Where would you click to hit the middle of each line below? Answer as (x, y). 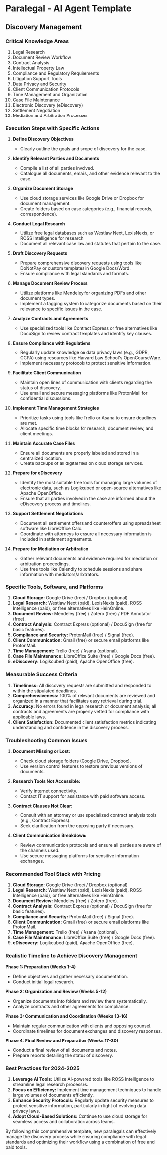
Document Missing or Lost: (41, 751)
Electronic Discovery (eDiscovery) (48, 105)
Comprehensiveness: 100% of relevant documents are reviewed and (84, 695)
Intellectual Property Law (38, 68)
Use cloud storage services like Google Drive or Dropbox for (82, 198)
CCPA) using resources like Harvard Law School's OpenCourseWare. (91, 358)
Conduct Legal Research (39, 224)
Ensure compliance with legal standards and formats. (75, 274)
